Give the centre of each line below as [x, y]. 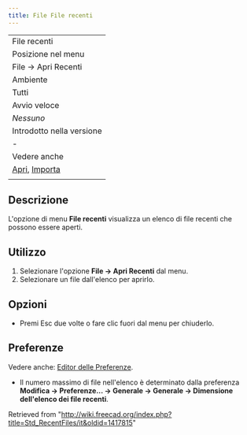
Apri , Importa [36, 169]
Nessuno [29, 117]
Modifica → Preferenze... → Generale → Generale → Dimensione [126, 390]
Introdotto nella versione [57, 131]
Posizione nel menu [48, 54]
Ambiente [30, 80]
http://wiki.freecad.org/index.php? [116, 414]
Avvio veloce [36, 105]
